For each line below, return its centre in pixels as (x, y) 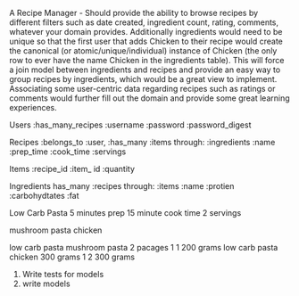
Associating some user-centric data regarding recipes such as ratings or (142, 89)
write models (46, 284)
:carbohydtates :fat (44, 196)
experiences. (33, 107)
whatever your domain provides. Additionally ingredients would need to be (146, 32)
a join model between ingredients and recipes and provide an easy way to (145, 70)
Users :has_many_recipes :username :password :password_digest (130, 125)
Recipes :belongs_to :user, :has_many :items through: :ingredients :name (142, 142)
